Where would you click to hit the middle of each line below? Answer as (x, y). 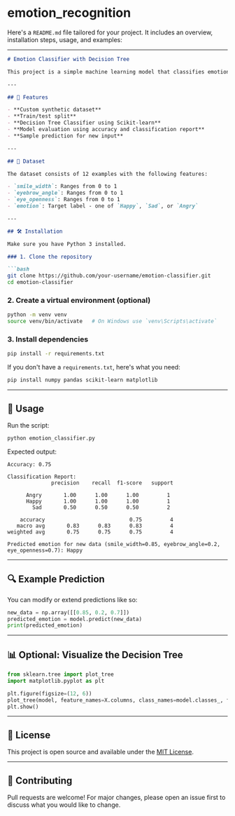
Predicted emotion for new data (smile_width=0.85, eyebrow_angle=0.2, (114, 544)
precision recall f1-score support (112, 483)
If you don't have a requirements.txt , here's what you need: (94, 367)
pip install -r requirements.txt (56, 354)
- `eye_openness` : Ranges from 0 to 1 (64, 200)
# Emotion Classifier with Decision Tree (69, 59)
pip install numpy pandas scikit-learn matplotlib (83, 380)
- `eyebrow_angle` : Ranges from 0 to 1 (65, 193)
